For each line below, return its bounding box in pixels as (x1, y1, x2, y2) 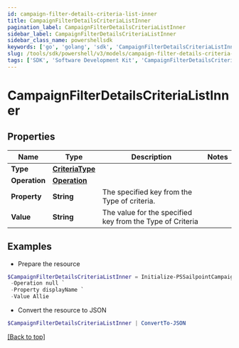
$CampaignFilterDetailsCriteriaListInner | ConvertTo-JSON (7, 320, 186, 327)
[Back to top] (7, 332, 46, 341)
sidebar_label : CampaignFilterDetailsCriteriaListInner (7, 30, 176, 38)
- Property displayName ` (10, 286, 84, 294)
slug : (7, 51, 23, 58)
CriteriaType (52, 164, 96, 174)
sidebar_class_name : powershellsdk (7, 37, 113, 44)
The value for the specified (102, 207, 192, 217)
